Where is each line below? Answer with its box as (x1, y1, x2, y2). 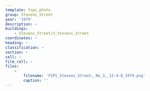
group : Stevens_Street (5, 12, 53, 17)
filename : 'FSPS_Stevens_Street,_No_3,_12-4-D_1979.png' (23, 73, 145, 78)
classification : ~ (5, 45, 44, 50)
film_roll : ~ (5, 59, 33, 64)
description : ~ (5, 21, 37, 27)
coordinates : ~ (5, 36, 37, 41)
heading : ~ (5, 40, 28, 45)
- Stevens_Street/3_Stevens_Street (14, 31, 89, 36)
